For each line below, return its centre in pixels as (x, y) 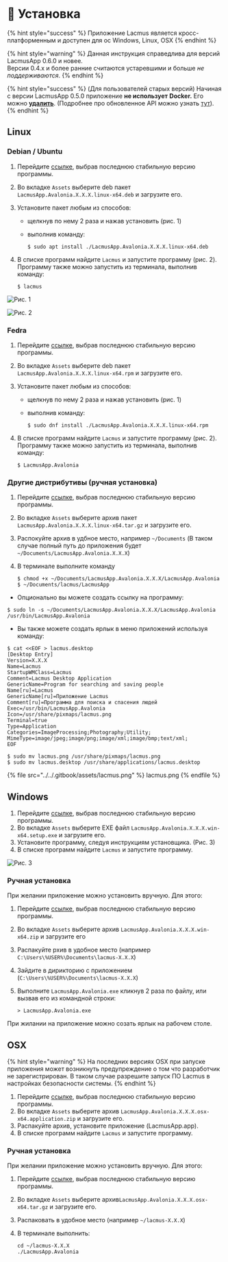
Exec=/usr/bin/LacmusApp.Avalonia (56, 708)
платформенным (31, 40)
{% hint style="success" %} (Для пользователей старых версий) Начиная (114, 88)
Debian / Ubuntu (35, 151)
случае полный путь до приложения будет (79, 546)
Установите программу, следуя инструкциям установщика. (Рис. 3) (116, 843)
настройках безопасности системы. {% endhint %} (81, 1084)
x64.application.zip (46, 1119)
